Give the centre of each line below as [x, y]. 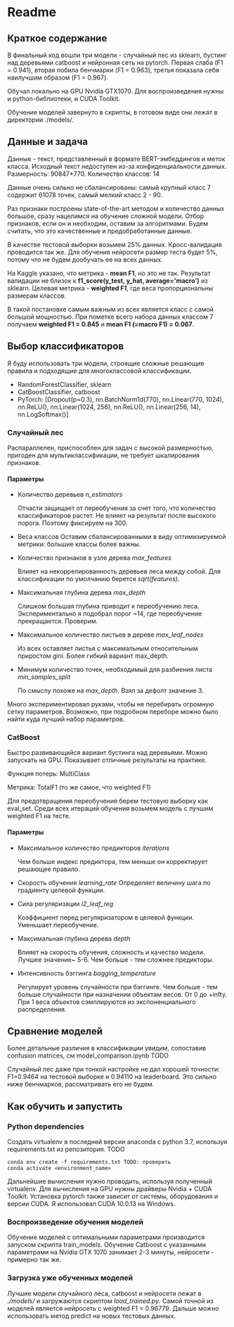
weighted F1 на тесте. [39, 816]
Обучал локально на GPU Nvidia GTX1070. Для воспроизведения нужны [116, 91]
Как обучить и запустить [65, 1106]
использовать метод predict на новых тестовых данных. [92, 1316]
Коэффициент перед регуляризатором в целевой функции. [106, 917]
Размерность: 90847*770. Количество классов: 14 [84, 174]
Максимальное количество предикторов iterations [93, 848]
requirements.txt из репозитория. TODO [66, 1149]
